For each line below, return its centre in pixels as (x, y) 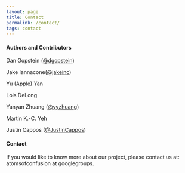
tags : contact (24, 28)
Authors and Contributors (39, 47)
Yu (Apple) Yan (25, 84)
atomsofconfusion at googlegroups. (50, 163)
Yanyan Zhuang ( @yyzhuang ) (43, 107)
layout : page (22, 12)
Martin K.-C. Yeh (27, 118)
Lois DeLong (22, 95)
